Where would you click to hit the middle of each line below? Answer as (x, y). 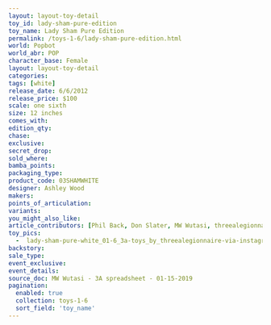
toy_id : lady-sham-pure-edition (63, 23)
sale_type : (27, 256)
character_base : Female (48, 61)
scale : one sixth (38, 106)
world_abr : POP (34, 53)
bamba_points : (32, 166)
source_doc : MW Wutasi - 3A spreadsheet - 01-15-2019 (101, 278)
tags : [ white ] (32, 83)
